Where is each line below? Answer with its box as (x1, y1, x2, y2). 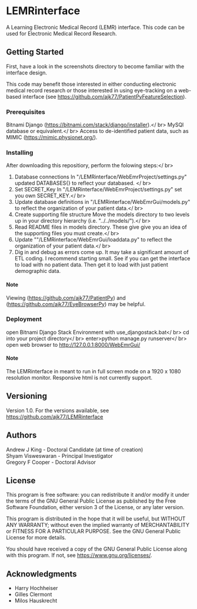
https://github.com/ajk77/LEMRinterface (6, 413, 103, 420)
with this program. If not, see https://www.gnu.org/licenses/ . (6, 552, 152, 559)
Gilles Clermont (14, 591, 52, 598)
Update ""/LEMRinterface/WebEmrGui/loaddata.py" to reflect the (14, 236, 172, 243)
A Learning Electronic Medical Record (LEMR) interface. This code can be (6, 24, 185, 31)
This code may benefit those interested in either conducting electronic (6, 80, 176, 87)
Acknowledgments (6, 569, 78, 579)
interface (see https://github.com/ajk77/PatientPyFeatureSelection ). (22, 93, 187, 100)
